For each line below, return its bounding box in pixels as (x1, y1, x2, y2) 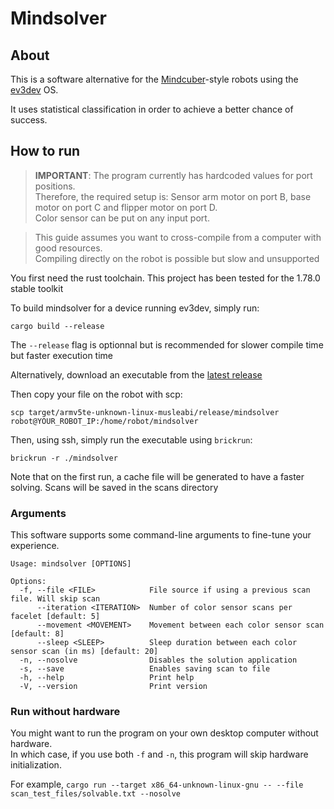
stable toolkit (10, 282, 64, 294)
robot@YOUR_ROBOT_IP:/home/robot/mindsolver (10, 416, 199, 426)
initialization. (10, 759, 62, 771)
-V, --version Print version (19, 682, 208, 692)
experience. (10, 540, 60, 552)
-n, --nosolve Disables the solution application (19, 655, 298, 666)
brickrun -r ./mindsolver (10, 453, 118, 463)
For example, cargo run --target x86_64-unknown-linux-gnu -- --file (10, 778, 304, 791)
